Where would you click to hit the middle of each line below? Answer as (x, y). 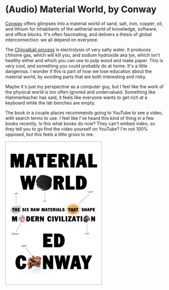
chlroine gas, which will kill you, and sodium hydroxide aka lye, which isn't (83, 55)
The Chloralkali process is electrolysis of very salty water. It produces (78, 49)
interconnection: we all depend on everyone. (52, 40)
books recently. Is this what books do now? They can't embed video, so (80, 123)
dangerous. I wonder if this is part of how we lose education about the (79, 71)
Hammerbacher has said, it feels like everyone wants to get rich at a (76, 97)
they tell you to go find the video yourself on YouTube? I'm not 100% (77, 129)
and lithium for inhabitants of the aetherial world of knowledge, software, (81, 29)
